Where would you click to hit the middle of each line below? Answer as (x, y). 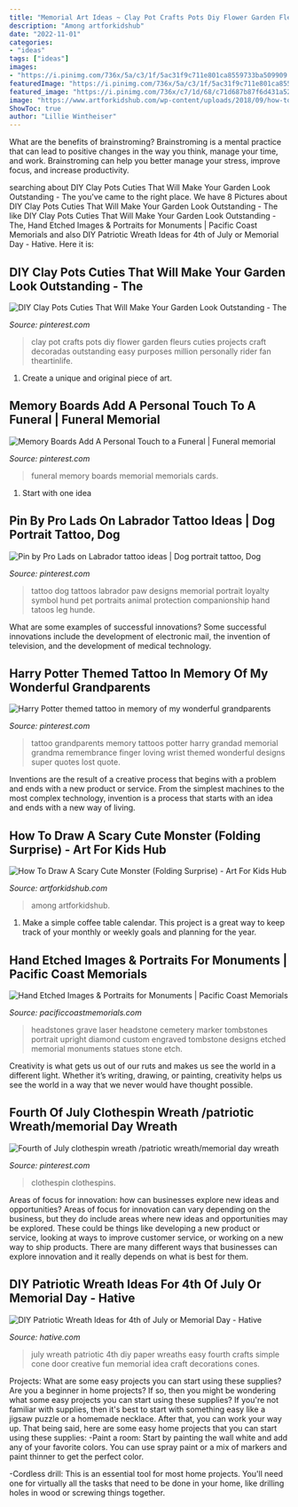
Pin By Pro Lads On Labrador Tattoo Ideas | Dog (142, 521)
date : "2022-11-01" (45, 34)
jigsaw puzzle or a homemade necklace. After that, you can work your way (145, 1418)
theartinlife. (52, 360)
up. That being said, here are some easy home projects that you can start (143, 1428)
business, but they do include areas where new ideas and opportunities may (149, 1218)
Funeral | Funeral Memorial (85, 420)
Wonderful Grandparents (80, 687)
